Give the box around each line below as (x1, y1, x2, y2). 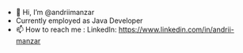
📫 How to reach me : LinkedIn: (15, 25, 117, 34)
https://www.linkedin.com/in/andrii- (118, 25, 235, 34)
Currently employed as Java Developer (15, 16, 143, 25)
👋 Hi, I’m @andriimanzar (15, 8, 95, 17)
